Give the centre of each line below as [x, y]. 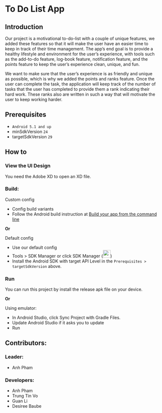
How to [16, 152]
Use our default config [34, 247]
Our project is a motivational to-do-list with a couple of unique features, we [80, 38]
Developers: [20, 380]
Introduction [24, 27]
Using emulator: [21, 308]
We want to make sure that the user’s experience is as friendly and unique [79, 74]
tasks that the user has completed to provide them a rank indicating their [77, 89]
